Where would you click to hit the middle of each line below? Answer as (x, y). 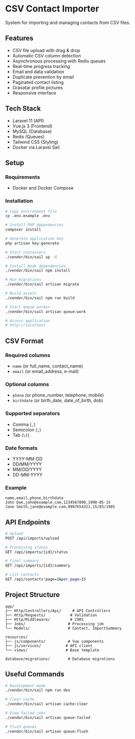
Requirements (23, 177)
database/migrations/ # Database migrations (60, 659)
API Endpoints (28, 522)
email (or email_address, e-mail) (45, 371)
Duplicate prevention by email (43, 77)
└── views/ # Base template (52, 650)
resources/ (16, 637)
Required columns (28, 355)
